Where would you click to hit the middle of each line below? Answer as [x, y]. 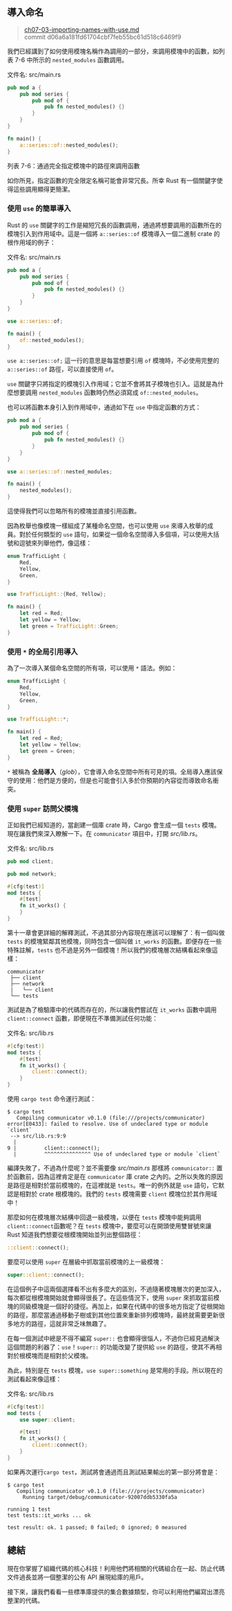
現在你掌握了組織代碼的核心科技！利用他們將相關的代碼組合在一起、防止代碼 [116, 1568]
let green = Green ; [48, 751]
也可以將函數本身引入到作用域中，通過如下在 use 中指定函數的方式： [104, 408]
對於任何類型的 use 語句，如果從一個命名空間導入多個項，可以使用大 [116, 534]
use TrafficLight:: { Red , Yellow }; [57, 594]
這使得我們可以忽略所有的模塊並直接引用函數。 [74, 511]
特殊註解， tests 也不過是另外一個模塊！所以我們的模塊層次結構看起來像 [109, 949]
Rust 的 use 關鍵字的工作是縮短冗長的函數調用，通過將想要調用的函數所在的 [115, 225]
